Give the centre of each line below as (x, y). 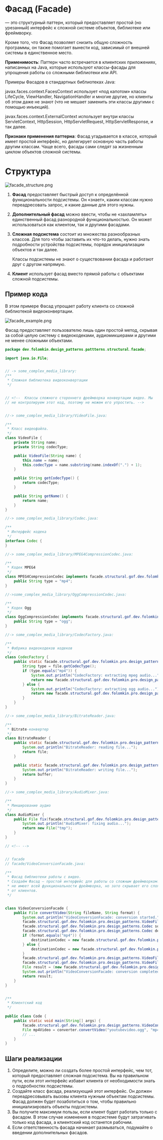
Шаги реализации (33, 1059)
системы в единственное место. (39, 53)
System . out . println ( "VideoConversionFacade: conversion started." (91, 917)
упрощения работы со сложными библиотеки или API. (61, 72)
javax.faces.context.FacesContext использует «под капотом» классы (76, 91)
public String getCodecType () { (46, 478)
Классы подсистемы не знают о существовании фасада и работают (83, 259)
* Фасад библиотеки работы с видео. (44, 877)
